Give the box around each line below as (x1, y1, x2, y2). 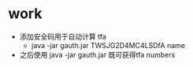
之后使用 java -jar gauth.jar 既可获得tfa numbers (19, 50, 176, 59)
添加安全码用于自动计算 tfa (19, 32, 106, 41)
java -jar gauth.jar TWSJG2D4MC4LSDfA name (31, 40, 185, 50)
